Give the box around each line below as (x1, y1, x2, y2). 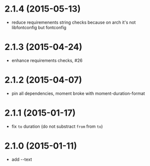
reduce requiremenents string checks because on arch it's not (11, 19, 136, 25)
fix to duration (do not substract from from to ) (11, 123, 103, 129)
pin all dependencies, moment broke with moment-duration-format (11, 91, 145, 96)
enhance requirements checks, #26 (11, 57, 83, 63)
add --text (11, 156, 32, 162)
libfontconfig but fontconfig (11, 24, 66, 30)
